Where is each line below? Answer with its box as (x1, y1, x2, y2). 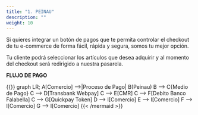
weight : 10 (6, 20, 33, 26)
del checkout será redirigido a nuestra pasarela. (6, 60, 124, 67)
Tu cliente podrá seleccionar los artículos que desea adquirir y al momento (6, 54, 189, 61)
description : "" (6, 14, 46, 20)
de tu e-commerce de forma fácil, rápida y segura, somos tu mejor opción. (6, 42, 189, 49)
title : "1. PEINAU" (6, 8, 55, 15)
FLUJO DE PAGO (6, 72, 48, 79)
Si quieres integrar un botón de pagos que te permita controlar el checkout (6, 36, 189, 43)
